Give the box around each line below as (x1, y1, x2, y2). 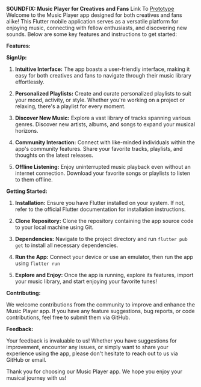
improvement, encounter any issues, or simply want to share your (6, 344, 169, 350)
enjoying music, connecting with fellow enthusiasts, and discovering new (6, 24, 188, 31)
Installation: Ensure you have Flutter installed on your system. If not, (14, 200, 185, 206)
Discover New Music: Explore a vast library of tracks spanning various (14, 114, 191, 121)
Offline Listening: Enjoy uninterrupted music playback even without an (14, 163, 191, 170)
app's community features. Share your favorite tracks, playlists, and (14, 145, 183, 152)
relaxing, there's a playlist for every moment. (14, 103, 126, 110)
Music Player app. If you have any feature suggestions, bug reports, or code (6, 308, 195, 314)
